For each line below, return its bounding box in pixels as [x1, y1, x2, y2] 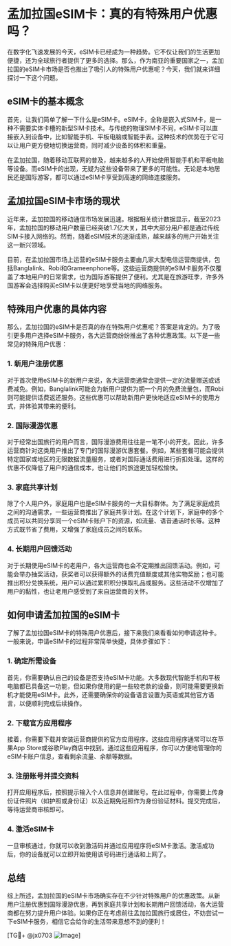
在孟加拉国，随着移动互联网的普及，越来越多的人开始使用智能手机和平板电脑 [7, 156, 224, 164]
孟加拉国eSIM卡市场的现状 [7, 195, 120, 207]
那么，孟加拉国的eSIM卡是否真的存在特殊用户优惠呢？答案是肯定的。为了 [7, 323, 214, 331]
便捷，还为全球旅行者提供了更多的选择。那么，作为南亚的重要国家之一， [7, 56, 212, 64]
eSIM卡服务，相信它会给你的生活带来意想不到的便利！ [12, 918, 166, 926]
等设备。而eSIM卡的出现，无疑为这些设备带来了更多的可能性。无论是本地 [7, 164, 214, 172]
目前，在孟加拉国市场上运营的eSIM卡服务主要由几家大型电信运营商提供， [7, 255, 214, 263]
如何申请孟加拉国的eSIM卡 [7, 609, 120, 621]
